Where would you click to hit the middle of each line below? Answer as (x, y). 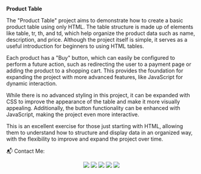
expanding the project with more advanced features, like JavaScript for (94, 77)
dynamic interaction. (32, 83)
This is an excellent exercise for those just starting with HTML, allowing (95, 126)
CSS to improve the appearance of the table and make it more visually (93, 101)
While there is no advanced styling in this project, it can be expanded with (98, 95)
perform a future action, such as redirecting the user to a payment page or (99, 64)
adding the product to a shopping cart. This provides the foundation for (95, 71)
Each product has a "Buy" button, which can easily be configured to (91, 58)
